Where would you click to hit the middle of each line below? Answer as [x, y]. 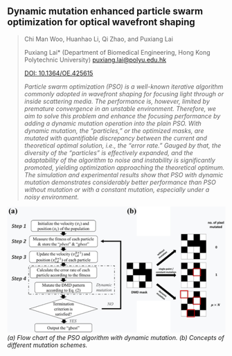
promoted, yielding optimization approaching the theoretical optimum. [124, 167]
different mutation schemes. [47, 345]
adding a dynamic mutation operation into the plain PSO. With [113, 123]
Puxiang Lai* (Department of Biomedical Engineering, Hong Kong [117, 52]
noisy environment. [52, 197]
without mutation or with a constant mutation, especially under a [117, 189]
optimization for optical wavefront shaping [101, 23]
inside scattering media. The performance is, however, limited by [117, 101]
